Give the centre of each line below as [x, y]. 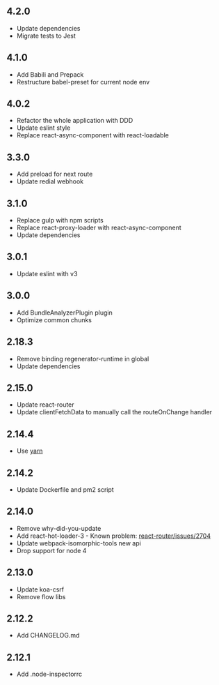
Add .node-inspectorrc [49, 674]
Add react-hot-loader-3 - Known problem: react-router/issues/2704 [114, 536]
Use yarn [30, 451]
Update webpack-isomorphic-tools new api [79, 543]
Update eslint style [43, 128]
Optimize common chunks [54, 319]
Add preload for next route [55, 174]
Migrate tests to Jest [46, 36]
